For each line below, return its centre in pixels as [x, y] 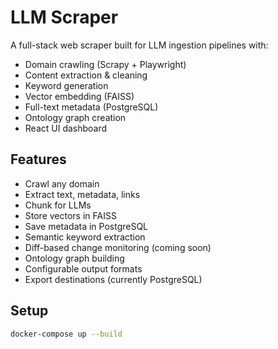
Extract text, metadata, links [82, 194]
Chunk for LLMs [58, 205]
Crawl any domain [62, 183]
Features [38, 159]
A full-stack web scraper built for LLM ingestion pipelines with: [139, 45]
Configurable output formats [83, 268]
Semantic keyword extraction [85, 237]
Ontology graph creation [75, 117]
